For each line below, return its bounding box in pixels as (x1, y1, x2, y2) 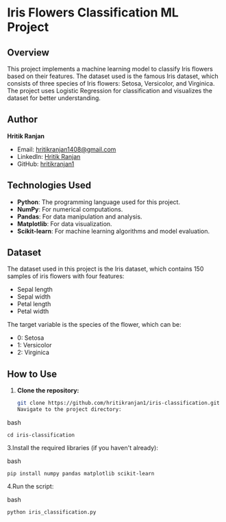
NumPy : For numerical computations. (16, 205, 123, 213)
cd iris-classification (7, 432, 75, 438)
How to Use (7, 368, 58, 380)
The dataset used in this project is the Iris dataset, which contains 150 (7, 265, 204, 273)
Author (7, 114, 38, 125)
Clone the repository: (16, 386, 79, 395)
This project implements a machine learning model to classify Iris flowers (7, 65, 214, 73)
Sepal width (16, 293, 51, 301)
